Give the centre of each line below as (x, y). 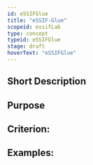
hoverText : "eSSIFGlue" (42, 53)
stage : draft (26, 46)
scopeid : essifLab (34, 27)
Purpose (26, 105)
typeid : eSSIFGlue (34, 40)
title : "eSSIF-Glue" (37, 20)
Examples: (31, 153)
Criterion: (29, 130)
